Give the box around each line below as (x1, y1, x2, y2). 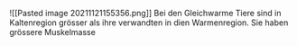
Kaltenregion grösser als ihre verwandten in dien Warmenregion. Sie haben (9, 17, 289, 28)
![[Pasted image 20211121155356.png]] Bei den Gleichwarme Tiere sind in (9, 8, 282, 18)
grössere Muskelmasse (9, 27, 97, 37)
